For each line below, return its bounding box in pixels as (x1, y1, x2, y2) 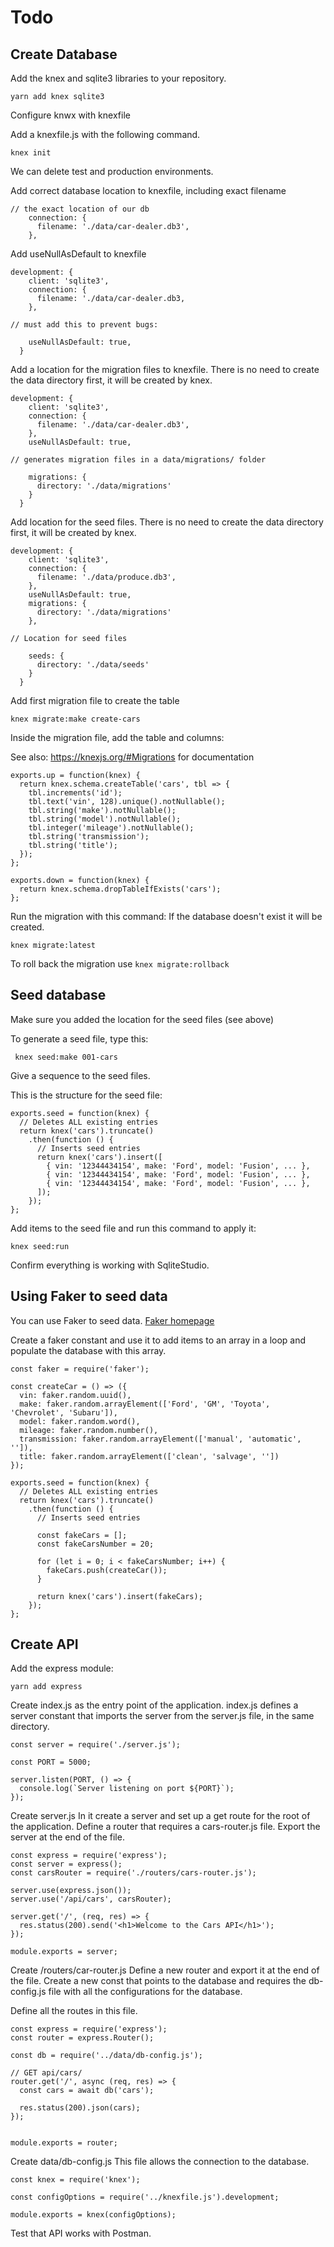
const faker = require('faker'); (10, 1364, 150, 1374)
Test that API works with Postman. (10, 2227, 152, 2240)
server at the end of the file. (10, 1831, 125, 1843)
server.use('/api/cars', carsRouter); (10, 1894, 172, 1905)
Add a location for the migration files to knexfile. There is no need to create (10, 364, 320, 375)
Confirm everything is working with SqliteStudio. (10, 1259, 210, 1271)
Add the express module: (10, 1662, 114, 1675)
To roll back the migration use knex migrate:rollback (10, 958, 230, 970)
